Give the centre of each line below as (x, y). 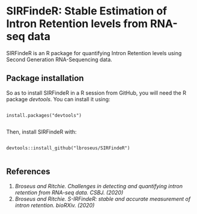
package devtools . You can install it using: (58, 99)
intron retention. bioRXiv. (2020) (55, 205)
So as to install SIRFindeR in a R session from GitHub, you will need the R (96, 93)
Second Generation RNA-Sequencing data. (59, 59)
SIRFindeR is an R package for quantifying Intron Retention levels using (94, 53)
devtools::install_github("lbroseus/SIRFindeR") (68, 148)
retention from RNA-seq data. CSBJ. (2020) (69, 192)
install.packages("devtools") (44, 115)
